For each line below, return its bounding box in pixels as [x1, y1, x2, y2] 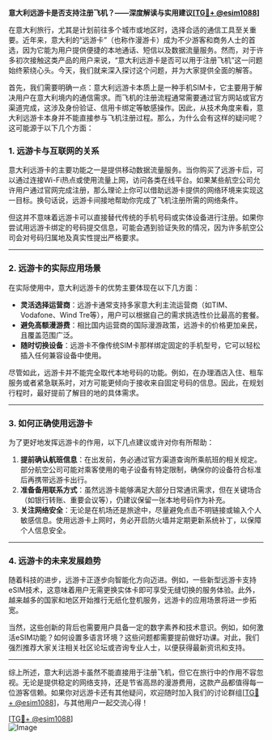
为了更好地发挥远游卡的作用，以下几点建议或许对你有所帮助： [8, 437, 215, 447]
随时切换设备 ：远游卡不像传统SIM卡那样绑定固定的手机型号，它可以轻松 [19, 340, 261, 350]
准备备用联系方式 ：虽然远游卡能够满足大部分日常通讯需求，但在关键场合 [19, 484, 261, 494]
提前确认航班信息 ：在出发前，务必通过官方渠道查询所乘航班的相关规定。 [19, 455, 261, 464]
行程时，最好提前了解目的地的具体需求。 [8, 387, 143, 397]
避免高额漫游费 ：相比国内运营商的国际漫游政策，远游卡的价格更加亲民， [19, 319, 261, 330]
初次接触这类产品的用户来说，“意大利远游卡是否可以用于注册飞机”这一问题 [15, 56, 263, 65]
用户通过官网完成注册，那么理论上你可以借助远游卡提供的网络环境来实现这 [15, 185, 264, 195]
